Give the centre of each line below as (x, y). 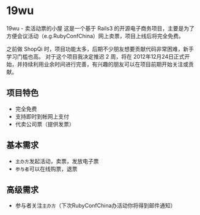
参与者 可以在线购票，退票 (46, 169)
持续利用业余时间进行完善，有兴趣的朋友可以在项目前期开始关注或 (105, 64)
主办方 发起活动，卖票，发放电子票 (57, 161)
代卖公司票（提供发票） (45, 124)
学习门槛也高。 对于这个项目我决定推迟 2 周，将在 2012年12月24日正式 (95, 56)
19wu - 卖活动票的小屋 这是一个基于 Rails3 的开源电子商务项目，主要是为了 (100, 28)
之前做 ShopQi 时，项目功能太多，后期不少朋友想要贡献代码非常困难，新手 (100, 49)
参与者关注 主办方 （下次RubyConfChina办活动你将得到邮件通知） (95, 206)
